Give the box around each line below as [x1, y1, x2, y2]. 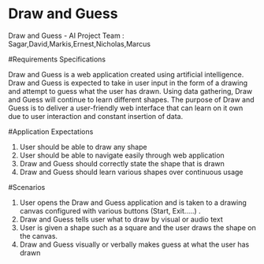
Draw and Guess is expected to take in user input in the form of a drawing [8, 78, 248, 87]
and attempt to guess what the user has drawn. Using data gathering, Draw [8, 86, 253, 95]
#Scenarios [8, 182, 46, 191]
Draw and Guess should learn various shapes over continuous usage [19, 167, 244, 177]
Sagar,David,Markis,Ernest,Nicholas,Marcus [8, 39, 151, 48]
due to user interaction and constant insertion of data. [8, 111, 184, 121]
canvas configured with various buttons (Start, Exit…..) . [19, 206, 201, 215]
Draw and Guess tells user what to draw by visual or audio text [19, 214, 223, 224]
